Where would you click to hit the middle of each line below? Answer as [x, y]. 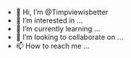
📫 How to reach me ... [52, 46]
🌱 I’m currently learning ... [58, 29]
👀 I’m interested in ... [49, 20]
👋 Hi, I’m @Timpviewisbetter [62, 12]
